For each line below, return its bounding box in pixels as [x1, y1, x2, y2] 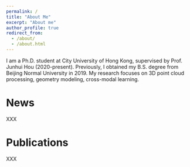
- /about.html [11, 41, 46, 47]
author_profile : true [6, 25, 59, 31]
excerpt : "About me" [6, 19, 57, 25]
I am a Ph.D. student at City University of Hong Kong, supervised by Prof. [6, 57, 183, 64]
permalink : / [6, 8, 38, 15]
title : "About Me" [6, 14, 51, 20]
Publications [6, 136, 69, 149]
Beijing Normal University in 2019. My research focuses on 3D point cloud [6, 69, 185, 76]
